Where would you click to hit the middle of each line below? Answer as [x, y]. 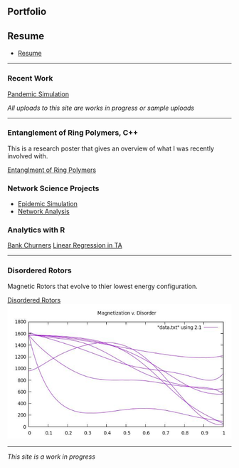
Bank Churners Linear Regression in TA [65, 245]
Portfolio [27, 12]
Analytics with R [36, 230]
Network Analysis [43, 212]
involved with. [28, 156]
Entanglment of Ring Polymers [52, 170]
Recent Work [30, 78]
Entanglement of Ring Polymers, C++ [73, 133]
